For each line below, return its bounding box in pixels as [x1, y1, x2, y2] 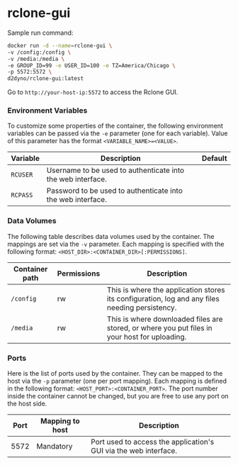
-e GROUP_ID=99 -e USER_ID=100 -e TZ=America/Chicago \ [7, 62, 176, 69]
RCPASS [11, 191, 33, 199]
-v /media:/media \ [7, 55, 65, 62]
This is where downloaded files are [106, 314, 223, 324]
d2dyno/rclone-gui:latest [7, 75, 84, 82]
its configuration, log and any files [106, 293, 220, 303]
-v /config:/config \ [7, 48, 72, 56]
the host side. [7, 399, 47, 408]
